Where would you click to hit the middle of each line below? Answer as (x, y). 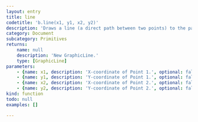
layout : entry (24, 11)
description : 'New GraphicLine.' (58, 55)
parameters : (21, 66)
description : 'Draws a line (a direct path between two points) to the (96, 28)
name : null (30, 50)
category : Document (30, 34)
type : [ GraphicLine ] (42, 61)
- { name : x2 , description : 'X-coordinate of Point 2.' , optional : (100, 83)
